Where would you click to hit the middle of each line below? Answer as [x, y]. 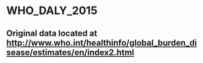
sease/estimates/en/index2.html [70, 52]
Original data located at [52, 33]
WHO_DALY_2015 [52, 11]
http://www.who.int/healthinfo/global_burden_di [102, 43]
